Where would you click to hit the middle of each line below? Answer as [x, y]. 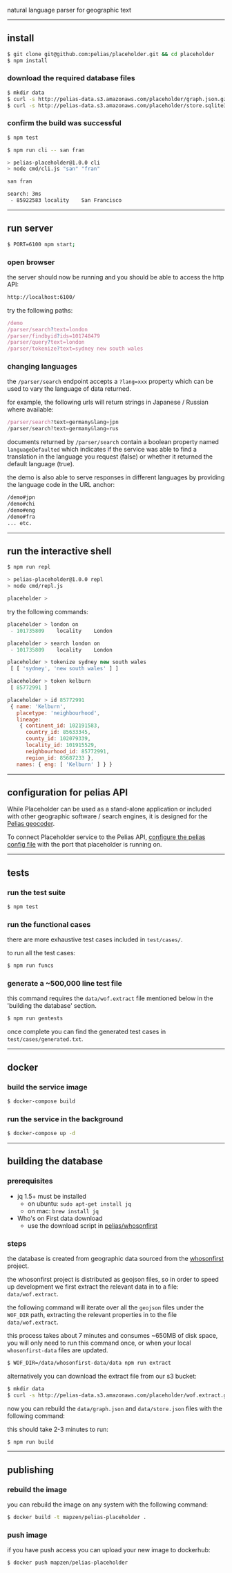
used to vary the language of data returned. [69, 389]
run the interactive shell [59, 551]
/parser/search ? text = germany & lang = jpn [63, 422]
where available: [30, 410]
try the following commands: [48, 611]
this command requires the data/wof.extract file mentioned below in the [110, 998]
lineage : [29, 719]
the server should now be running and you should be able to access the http [116, 277]
